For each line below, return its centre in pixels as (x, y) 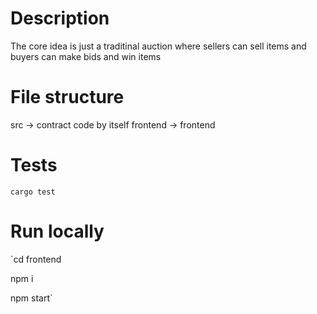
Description (60, 18)
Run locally (57, 231)
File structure (67, 97)
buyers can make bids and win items (86, 56)
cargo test (33, 192)
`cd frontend (36, 259)
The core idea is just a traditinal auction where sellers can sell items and (158, 46)
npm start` (31, 298)
